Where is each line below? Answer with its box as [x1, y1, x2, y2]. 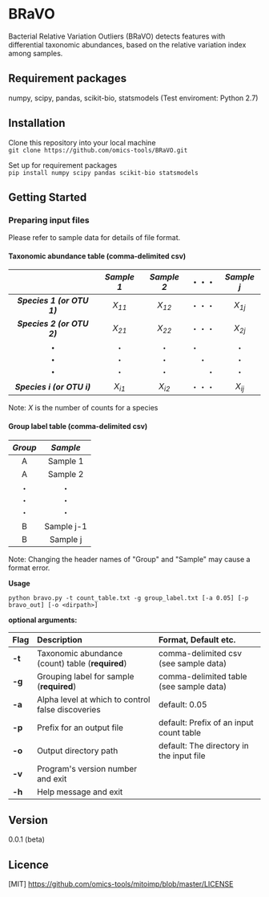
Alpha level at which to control [37, 694, 151, 705]
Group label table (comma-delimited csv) [8, 422, 148, 431]
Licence [8, 858, 50, 871]
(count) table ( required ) [37, 658, 127, 669]
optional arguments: [8, 615, 78, 625]
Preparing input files [8, 214, 90, 226]
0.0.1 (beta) [8, 834, 46, 844]
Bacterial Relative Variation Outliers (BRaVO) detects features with [8, 31, 226, 41]
